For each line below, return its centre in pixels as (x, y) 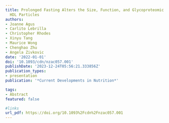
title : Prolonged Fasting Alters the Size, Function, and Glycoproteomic (85, 10)
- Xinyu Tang (19, 38)
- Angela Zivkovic (25, 52)
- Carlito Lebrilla (26, 29)
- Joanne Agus (20, 24)
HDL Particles (25, 15)
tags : (11, 90)
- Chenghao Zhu (21, 48)
